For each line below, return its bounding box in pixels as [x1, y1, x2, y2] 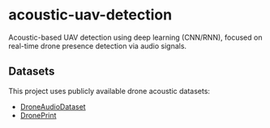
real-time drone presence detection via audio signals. [8, 41, 187, 50]
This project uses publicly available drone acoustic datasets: [8, 86, 211, 96]
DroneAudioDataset [19, 101, 87, 111]
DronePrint [19, 110, 57, 120]
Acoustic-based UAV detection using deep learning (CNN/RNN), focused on [8, 32, 263, 42]
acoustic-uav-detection [8, 6, 173, 24]
